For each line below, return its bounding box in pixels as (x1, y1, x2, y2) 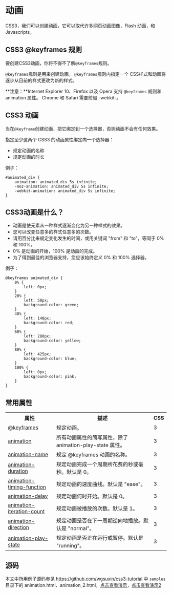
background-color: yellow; (24, 338, 81, 344)
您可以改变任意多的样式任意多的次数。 (12, 229, 94, 235)
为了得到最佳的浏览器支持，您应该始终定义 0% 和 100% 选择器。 (12, 255, 149, 261)
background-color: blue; (24, 356, 77, 362)
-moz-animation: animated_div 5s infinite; (14, 184, 109, 189)
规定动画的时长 (12, 154, 45, 160)
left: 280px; (24, 334, 52, 339)
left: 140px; (24, 316, 52, 321)
